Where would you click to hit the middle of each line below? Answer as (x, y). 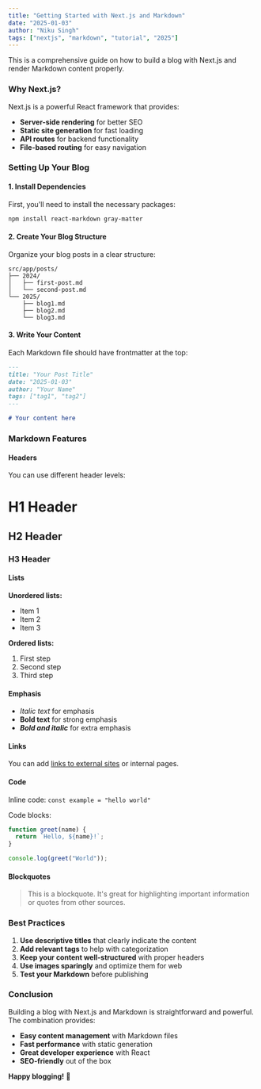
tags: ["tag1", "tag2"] (47, 397)
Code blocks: (30, 815)
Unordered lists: (35, 595)
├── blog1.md (44, 303)
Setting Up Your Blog (49, 167)
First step (35, 658)
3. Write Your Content (45, 335)
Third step (36, 675)
